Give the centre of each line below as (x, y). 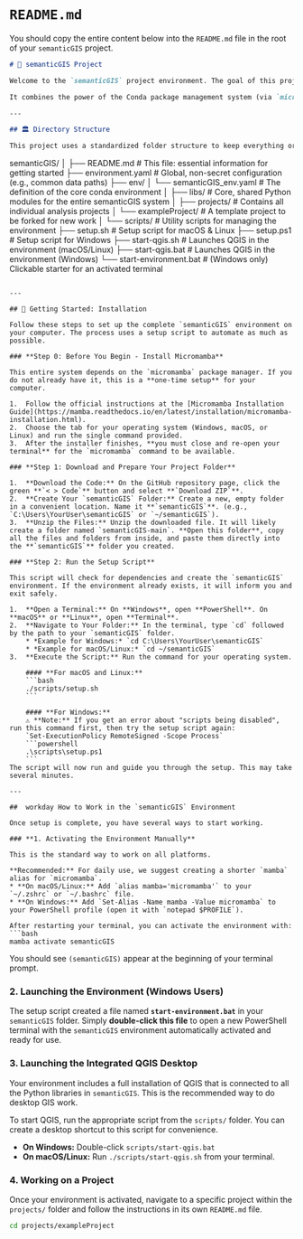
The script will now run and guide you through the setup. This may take (151, 768)
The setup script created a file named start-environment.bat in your (137, 1011)
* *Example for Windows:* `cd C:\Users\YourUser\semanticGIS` (145, 642)
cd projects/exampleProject (62, 1226)
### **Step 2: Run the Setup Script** (82, 562)
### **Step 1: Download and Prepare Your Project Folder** (123, 467)
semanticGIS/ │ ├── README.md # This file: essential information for (139, 164)
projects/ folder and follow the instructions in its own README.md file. (136, 1209)
